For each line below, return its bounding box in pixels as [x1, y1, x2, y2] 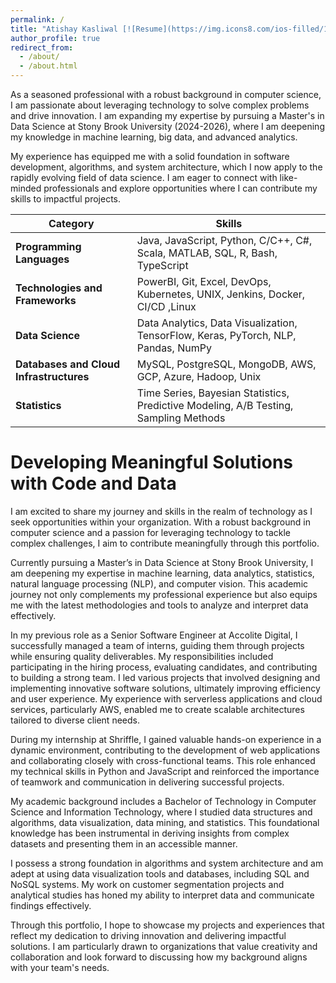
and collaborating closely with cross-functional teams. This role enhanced [10, 754, 316, 766]
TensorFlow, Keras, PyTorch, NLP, [136, 329, 297, 342]
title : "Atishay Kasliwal [10, 24, 118, 34]
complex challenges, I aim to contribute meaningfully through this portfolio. [10, 537, 320, 549]
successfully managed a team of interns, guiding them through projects [10, 639, 305, 651]
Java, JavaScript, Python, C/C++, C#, [136, 234, 313, 247]
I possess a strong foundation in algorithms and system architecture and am [10, 857, 324, 869]
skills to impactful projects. [10, 193, 122, 205]
